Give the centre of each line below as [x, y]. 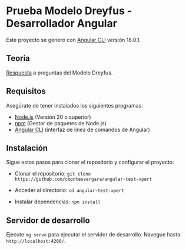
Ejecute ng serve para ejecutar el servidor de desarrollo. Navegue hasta [93, 235]
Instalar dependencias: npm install [58, 202]
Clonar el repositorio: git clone [53, 174]
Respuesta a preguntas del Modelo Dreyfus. [59, 73]
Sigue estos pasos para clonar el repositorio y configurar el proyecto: [90, 162]
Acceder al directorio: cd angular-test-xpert [69, 190]
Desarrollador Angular [62, 23]
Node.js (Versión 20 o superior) [53, 117]
